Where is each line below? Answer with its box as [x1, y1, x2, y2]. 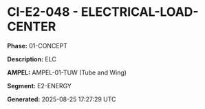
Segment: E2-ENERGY [7, 81, 72, 90]
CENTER [7, 19, 56, 34]
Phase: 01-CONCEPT [7, 41, 67, 50]
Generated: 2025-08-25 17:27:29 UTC [7, 95, 116, 103]
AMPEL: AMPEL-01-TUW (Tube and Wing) [7, 68, 127, 77]
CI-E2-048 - [7, 4, 79, 20]
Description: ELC [7, 54, 56, 63]
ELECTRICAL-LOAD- [80, 4, 199, 20]
